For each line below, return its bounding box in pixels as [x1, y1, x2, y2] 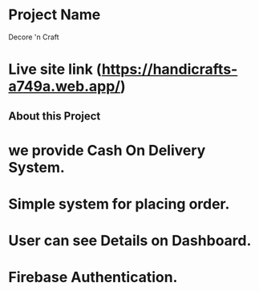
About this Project [8, 109, 101, 123]
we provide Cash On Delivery [8, 141, 206, 160]
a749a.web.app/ [8, 78, 121, 95]
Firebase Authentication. [8, 269, 178, 286]
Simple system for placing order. [8, 195, 230, 213]
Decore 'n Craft [8, 32, 59, 42]
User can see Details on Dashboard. [8, 232, 252, 250]
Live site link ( [8, 60, 103, 79]
